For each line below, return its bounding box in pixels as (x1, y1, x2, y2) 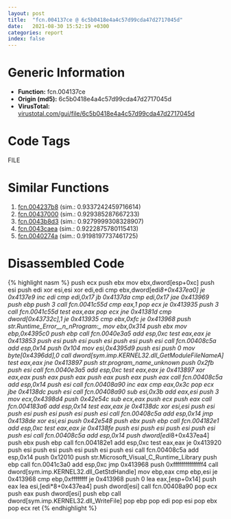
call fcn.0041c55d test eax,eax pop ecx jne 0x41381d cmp (8, 307, 172, 316)
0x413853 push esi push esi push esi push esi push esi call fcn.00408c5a (8, 336, 217, 344)
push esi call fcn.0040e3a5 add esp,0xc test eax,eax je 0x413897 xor (8, 366, 205, 374)
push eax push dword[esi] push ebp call (8, 489, 121, 497)
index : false (8, 36, 45, 42)
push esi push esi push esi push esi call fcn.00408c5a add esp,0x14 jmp (8, 409, 213, 418)
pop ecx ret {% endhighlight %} (8, 504, 97, 512)
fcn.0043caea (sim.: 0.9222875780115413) (17, 224, 139, 233)
